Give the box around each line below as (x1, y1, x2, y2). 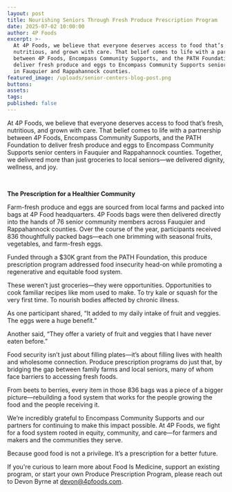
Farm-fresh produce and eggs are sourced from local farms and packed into (7, 203, 224, 211)
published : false (7, 100, 57, 107)
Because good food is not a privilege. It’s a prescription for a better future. (7, 449, 218, 457)
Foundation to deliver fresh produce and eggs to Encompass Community (7, 141, 214, 149)
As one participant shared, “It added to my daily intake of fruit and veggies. (7, 308, 221, 317)
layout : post (7, 10, 45, 17)
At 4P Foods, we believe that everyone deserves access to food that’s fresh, (7, 119, 224, 127)
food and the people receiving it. (7, 400, 100, 409)
